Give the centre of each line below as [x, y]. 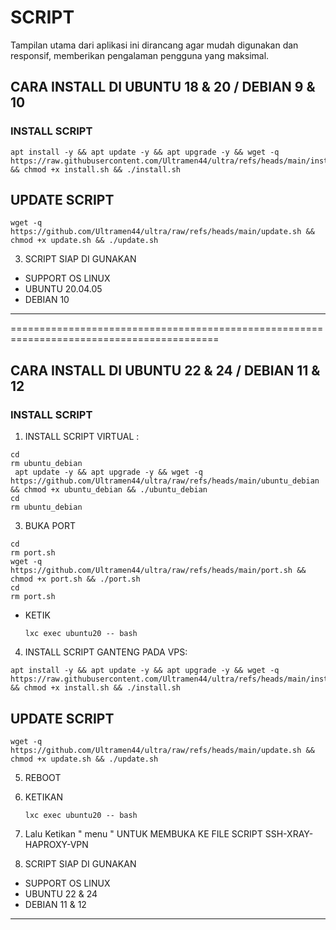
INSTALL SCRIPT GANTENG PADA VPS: [106, 652]
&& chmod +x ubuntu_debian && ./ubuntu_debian [109, 490]
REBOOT [43, 777]
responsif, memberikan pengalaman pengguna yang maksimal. [140, 55]
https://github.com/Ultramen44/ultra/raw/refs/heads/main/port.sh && [158, 571]
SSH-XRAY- [289, 833]
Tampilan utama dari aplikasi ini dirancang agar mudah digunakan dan [154, 45]
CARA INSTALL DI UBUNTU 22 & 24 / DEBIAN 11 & [165, 370]
